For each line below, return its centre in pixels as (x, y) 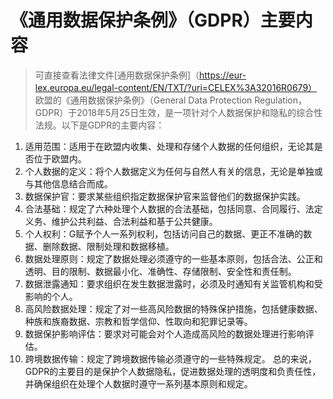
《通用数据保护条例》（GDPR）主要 (153, 20)
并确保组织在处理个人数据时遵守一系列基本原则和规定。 (138, 383)
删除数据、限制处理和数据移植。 (108, 246)
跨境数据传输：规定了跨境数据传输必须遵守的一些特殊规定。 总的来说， (170, 358)
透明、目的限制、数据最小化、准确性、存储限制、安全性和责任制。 (160, 271)
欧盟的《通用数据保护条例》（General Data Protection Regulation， (170, 100)
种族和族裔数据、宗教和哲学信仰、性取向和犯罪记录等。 (138, 321)
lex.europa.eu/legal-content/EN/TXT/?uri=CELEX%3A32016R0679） (176, 87)
